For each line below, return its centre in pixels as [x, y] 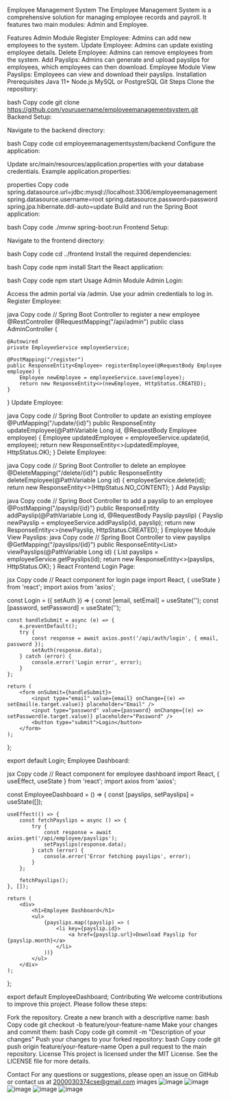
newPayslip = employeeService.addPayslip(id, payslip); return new [101, 523]
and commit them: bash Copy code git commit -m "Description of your [106, 1032]
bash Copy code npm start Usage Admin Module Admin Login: [95, 280]
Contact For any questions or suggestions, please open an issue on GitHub [113, 1074]
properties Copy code [38, 184]
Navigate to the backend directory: [56, 130]
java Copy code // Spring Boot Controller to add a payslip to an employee [110, 501]
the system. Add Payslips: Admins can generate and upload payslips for [108, 60]
